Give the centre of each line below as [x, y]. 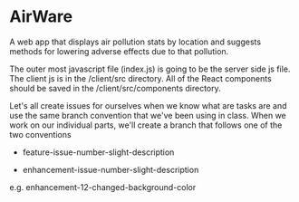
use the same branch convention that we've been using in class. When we [148, 115]
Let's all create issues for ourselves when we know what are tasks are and [148, 105]
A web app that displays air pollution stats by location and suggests [135, 42]
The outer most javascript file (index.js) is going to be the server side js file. [150, 69]
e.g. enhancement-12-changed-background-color [103, 187]
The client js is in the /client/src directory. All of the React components [140, 78]
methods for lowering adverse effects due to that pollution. [119, 51]
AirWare [41, 17]
